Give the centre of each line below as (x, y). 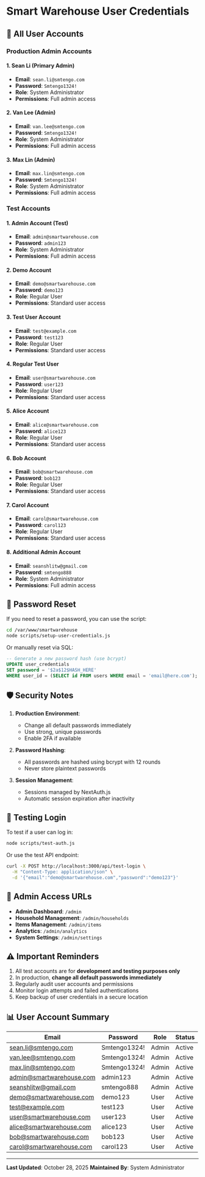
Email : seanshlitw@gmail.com (51, 565)
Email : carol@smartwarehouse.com (57, 519)
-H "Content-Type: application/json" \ (63, 872)
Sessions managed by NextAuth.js (67, 792)
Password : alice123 (41, 431)
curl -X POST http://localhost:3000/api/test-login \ (76, 866)
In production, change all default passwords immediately (88, 977)
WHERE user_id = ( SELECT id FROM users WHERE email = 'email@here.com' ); (102, 676)
